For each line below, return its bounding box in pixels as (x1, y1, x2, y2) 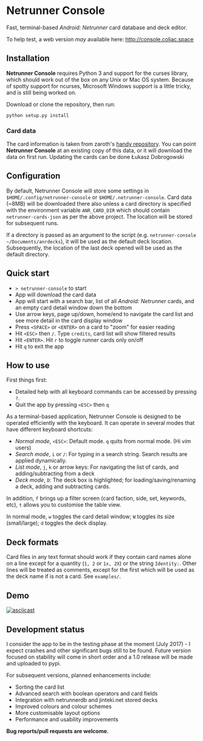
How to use (6, 360, 50, 371)
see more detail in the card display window (15, 317, 123, 324)
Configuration (6, 171, 61, 181)
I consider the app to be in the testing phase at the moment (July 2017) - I (6, 640, 190, 647)
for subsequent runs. (6, 219, 59, 227)
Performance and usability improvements (15, 715, 119, 723)
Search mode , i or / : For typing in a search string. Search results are (15, 451, 188, 458)
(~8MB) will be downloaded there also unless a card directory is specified (6, 200, 191, 207)
